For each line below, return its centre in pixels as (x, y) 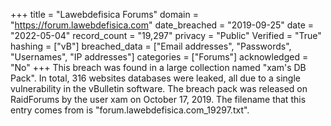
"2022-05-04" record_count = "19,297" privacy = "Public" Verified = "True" (166, 35)
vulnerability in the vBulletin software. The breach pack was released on (159, 88)
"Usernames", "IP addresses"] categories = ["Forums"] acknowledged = (159, 57)
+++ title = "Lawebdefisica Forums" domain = (104, 14)
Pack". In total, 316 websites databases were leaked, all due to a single (155, 78)
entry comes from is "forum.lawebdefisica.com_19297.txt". (130, 110)
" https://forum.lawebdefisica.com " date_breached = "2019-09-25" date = (162, 25)
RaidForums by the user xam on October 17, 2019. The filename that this (158, 99)
